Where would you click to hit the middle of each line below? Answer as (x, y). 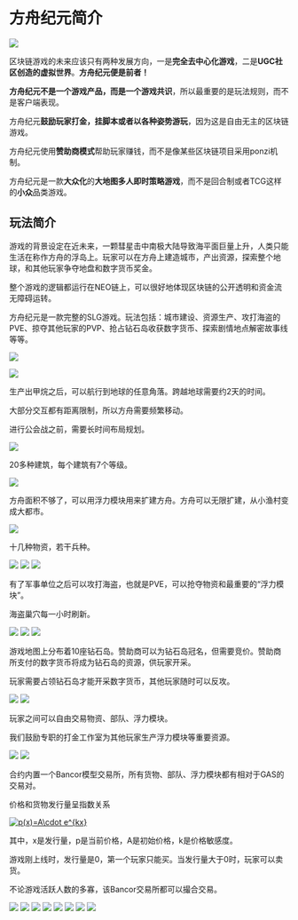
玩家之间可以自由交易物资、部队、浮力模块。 (91, 718)
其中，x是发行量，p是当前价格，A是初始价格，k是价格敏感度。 (123, 840)
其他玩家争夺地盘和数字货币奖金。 (94, 268)
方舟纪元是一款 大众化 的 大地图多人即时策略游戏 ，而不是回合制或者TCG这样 (145, 181)
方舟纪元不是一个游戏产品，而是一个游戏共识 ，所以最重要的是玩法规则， (141, 91)
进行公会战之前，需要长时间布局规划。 (79, 429)
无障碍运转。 (32, 297)
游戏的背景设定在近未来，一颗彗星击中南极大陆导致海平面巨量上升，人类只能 (149, 246)
